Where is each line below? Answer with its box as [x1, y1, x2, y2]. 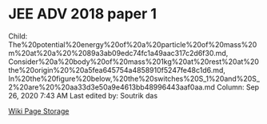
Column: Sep [217, 82, 260, 92]
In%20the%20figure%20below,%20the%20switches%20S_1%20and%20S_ [8, 74, 260, 83]
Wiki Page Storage [8, 106, 70, 116]
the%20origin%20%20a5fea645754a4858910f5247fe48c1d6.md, [8, 65, 226, 74]
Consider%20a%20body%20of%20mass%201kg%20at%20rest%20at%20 [8, 57, 260, 66]
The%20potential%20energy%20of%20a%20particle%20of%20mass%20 [8, 39, 257, 49]
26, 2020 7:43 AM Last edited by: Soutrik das [8, 90, 158, 100]
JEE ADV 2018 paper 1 [8, 5, 157, 23]
